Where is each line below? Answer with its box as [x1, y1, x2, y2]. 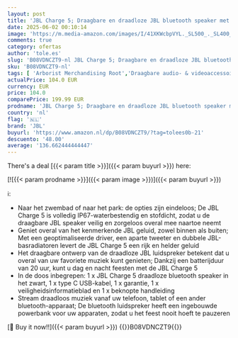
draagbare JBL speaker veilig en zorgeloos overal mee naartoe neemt [17, 219, 222, 227]
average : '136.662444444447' [7, 142, 93, 150]
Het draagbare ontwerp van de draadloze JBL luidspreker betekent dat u [17, 249, 229, 257]
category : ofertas [7, 43, 62, 50]
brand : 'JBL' [7, 122, 46, 130]
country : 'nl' [7, 109, 50, 116]
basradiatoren [17, 242, 59, 250]
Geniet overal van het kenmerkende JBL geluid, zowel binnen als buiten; [17, 226, 229, 235]
